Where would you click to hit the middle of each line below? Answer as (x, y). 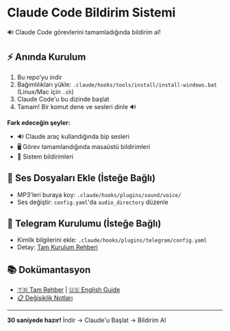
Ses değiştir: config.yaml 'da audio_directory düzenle (93, 202)
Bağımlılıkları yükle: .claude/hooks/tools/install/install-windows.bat (117, 84)
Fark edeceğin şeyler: (39, 122)
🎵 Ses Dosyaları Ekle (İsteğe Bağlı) (81, 178)
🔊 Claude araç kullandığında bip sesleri (73, 136)
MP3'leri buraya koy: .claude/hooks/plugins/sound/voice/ (99, 194)
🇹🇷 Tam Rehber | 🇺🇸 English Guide (68, 290)
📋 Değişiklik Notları (45, 298)
